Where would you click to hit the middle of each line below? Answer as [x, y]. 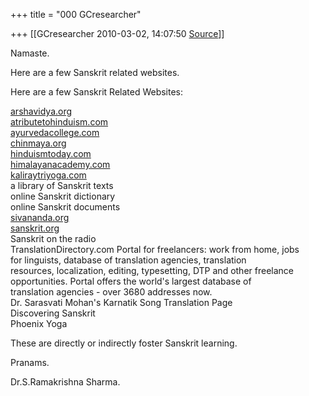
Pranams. [30, 362]
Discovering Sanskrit [53, 313]
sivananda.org [40, 217]
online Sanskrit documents [65, 207]
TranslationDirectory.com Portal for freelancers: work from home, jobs [155, 249]
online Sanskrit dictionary [63, 196]
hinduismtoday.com [51, 153]
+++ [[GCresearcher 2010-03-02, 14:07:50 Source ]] [117, 33]
